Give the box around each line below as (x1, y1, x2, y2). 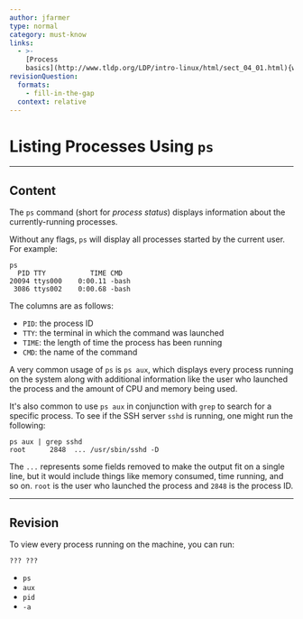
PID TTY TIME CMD (17, 269, 124, 278)
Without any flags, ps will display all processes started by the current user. (9, 234, 286, 245)
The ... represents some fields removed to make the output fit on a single (9, 461, 286, 472)
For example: (9, 244, 59, 254)
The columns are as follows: (9, 300, 115, 311)
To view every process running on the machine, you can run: (9, 539, 234, 550)
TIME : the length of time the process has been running (22, 337, 223, 348)
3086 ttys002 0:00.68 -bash (13, 285, 131, 294)
